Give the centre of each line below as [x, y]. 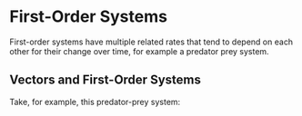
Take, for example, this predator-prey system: [95, 101]
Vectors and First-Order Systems [106, 80]
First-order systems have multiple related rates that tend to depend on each [151, 42]
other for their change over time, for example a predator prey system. [140, 51]
